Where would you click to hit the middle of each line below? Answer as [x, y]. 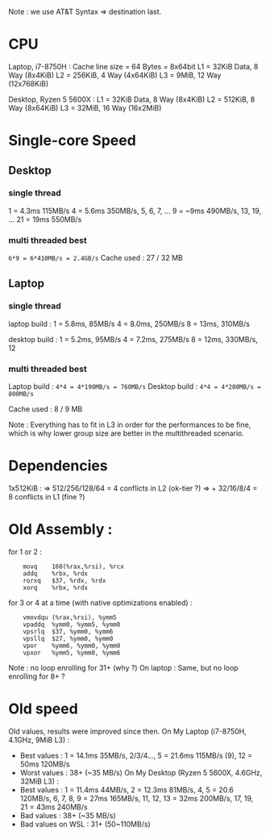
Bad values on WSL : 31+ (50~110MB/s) [85, 824]
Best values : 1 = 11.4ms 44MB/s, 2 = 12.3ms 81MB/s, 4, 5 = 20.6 [127, 789]
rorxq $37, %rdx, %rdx [64, 580]
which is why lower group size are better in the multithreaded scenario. [126, 433]
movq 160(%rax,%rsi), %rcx [74, 566]
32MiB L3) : [39, 781]
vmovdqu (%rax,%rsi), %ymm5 [70, 617]
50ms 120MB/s [45, 764]
